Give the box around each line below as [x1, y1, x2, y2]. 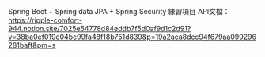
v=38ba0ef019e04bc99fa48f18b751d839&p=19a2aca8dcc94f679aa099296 [8, 32, 257, 41]
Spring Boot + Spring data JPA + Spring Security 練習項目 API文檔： [8, 7, 230, 16]
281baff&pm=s [8, 41, 56, 49]
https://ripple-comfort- [8, 16, 83, 25]
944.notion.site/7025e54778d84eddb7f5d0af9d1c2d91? [8, 24, 191, 33]
